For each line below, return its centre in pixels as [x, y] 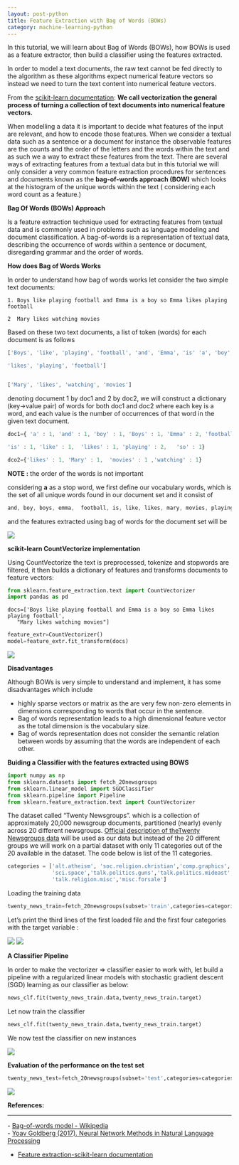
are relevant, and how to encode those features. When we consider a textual [119, 134]
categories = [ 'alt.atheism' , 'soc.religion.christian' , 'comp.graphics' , [119, 866]
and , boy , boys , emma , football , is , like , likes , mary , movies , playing [121, 508]
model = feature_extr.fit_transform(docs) [68, 642]
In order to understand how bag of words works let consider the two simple [118, 280]
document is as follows [41, 340]
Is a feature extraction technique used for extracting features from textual [115, 222]
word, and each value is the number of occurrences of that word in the [111, 414]
